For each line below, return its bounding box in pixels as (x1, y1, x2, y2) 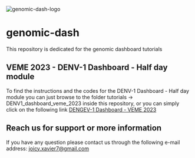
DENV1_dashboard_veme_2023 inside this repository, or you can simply (6, 100, 180, 107)
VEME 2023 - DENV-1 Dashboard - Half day (6, 62, 168, 73)
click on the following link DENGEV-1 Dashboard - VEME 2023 (6, 106, 157, 113)
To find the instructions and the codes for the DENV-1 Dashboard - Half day (6, 87, 190, 94)
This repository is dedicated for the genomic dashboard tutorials (6, 45, 163, 52)
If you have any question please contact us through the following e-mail (6, 139, 180, 146)
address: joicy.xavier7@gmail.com (6, 144, 90, 152)
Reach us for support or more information (6, 123, 162, 133)
